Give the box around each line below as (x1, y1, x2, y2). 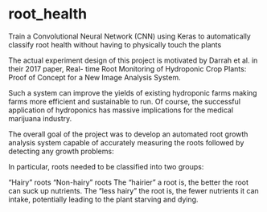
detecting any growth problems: (8, 146, 114, 156)
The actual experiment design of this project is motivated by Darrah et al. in (8, 55, 258, 65)
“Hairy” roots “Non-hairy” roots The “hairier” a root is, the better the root (8, 177, 249, 187)
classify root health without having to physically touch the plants (8, 39, 222, 49)
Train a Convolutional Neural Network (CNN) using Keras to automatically (8, 31, 251, 41)
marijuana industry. (8, 113, 72, 123)
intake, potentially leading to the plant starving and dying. (8, 194, 199, 204)
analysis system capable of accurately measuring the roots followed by (8, 137, 244, 147)
